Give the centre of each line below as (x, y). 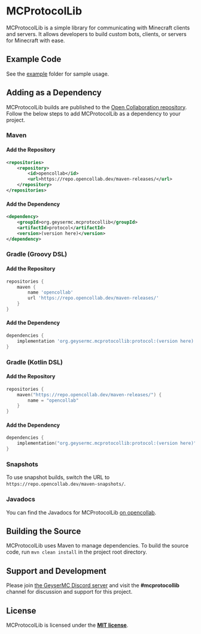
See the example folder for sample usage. (58, 74)
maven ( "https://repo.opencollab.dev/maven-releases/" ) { (89, 394)
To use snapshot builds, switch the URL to (58, 477)
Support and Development (56, 571)
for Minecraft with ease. (36, 40)
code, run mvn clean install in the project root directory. (77, 552)
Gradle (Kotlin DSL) (34, 362)
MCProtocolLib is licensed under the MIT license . (67, 625)
